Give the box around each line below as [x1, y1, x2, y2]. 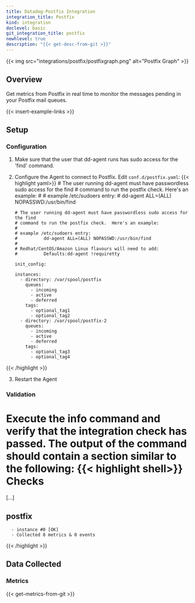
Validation [6, 391, 36, 399]
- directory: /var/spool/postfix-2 [20, 318, 107, 324]
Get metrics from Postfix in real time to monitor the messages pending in [6, 90, 182, 97]
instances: [14, 272, 42, 278]
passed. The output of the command [6, 437, 187, 451]
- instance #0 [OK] [11, 527, 59, 533]
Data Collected [6, 559, 61, 569]
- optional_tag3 [30, 349, 70, 355]
